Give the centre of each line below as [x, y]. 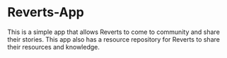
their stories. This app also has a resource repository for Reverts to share [114, 39]
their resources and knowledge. [54, 47]
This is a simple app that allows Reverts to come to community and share [114, 32]
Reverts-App [46, 12]
